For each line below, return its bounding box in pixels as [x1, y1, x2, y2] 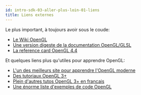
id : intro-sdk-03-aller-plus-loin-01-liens [5, 7, 100, 13]
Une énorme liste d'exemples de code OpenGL [12, 83, 112, 90]
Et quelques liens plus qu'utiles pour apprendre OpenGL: [5, 57, 125, 63]
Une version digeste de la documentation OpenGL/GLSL [12, 42, 132, 48]
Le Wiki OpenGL [12, 36, 48, 43]
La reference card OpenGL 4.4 [12, 47, 78, 53]
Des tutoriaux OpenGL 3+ [12, 72, 67, 79]
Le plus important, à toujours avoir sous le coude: [5, 26, 110, 32]
